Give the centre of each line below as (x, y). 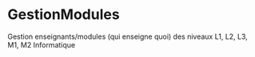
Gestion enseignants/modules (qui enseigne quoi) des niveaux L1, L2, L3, (128, 36)
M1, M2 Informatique (42, 44)
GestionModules (64, 15)
